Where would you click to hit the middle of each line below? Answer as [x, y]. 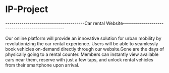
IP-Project [27, 9]
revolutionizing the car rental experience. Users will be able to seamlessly [82, 43]
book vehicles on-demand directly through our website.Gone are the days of [85, 49]
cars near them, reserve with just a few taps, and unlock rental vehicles [79, 59]
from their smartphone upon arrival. [42, 65]
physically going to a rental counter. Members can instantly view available [82, 54]
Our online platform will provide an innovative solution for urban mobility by [83, 38]
